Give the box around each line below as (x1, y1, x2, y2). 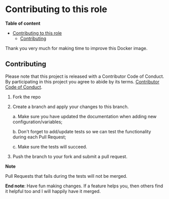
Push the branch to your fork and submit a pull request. (12, 153, 128, 160)
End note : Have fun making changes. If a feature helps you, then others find (5, 183, 163, 189)
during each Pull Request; (12, 134, 67, 140)
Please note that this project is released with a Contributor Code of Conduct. (5, 73, 164, 79)
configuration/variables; (12, 119, 63, 125)
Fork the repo (12, 93, 41, 99)
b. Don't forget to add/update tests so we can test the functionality (12, 128, 151, 134)
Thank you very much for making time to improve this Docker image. (5, 45, 148, 51)
